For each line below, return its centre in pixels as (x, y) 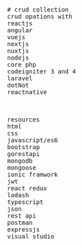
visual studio (31, 236)
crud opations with (40, 16)
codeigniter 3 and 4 (42, 71)
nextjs (18, 44)
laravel (20, 78)
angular (20, 30)
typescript (25, 202)
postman (20, 223)
